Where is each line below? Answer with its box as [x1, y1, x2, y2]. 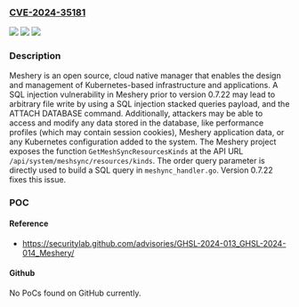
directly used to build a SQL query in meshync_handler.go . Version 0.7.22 [9, 165, 273, 175]
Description [9, 50, 61, 62]
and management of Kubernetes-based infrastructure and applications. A [9, 79, 279, 90]
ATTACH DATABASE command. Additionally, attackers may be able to [9, 108, 263, 118]
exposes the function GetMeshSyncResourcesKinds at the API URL [9, 145, 244, 157]
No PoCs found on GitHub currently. [9, 287, 141, 298]
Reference [9, 218, 49, 229]
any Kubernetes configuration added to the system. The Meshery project [9, 136, 277, 147]
